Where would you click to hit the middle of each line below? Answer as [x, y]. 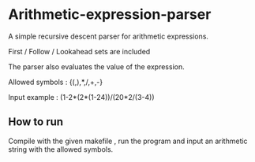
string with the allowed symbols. [61, 149]
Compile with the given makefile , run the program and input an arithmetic [128, 141]
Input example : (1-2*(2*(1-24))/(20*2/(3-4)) [81, 97]
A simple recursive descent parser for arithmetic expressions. [109, 36]
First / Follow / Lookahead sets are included [79, 51]
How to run [36, 122]
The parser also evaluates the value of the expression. [96, 66]
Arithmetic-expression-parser [110, 15]
